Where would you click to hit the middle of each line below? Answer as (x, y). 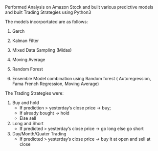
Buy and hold (25, 103)
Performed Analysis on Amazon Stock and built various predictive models (79, 7)
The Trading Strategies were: (34, 93)
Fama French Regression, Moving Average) (56, 84)
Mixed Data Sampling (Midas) (42, 50)
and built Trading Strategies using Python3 (48, 12)
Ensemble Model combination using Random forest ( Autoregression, (81, 78)
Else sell (28, 118)
